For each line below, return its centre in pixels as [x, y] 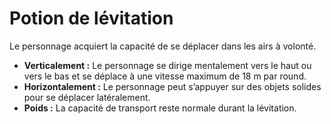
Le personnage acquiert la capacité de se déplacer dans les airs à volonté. [163, 46]
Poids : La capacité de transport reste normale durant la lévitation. [160, 108]
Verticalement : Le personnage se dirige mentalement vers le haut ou [167, 65]
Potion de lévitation [91, 18]
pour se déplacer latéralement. [87, 97]
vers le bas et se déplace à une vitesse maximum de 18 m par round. [165, 76]
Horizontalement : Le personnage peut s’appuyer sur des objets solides [172, 86]
